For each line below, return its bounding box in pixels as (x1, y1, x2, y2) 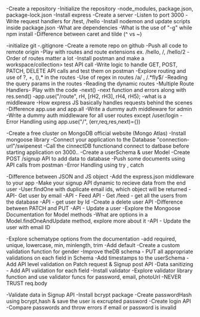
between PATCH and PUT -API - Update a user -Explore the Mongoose (6, 205, 181, 211)
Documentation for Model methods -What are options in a (6, 211, 148, 218)
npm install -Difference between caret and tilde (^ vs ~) (6, 30, 142, 38)
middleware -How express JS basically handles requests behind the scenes (6, 99, 193, 106)
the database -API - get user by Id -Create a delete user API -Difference (6, 198, 183, 205)
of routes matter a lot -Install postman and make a (21, 55, 144, 61)
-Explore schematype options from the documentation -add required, (6, 235, 177, 242)
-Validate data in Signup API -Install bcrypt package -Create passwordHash (6, 291, 192, 298)
